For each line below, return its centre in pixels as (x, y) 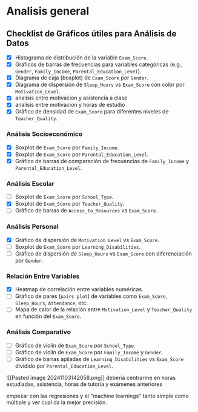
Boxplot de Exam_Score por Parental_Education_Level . (82, 154)
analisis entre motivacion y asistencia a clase (71, 98)
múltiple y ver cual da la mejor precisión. (57, 402)
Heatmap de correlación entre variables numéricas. (79, 289)
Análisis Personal (32, 227)
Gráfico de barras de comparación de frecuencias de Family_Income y (102, 161)
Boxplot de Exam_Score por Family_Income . (67, 147)
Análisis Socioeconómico (45, 134)
